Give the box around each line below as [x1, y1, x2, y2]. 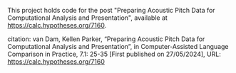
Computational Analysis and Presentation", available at [7, 13, 168, 22]
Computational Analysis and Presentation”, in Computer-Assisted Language [7, 43, 230, 50]
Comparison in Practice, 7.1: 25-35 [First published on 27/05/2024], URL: [7, 50, 221, 58]
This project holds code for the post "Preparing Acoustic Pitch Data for [7, 6, 215, 14]
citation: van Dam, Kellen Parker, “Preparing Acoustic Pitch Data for [7, 35, 205, 43]
